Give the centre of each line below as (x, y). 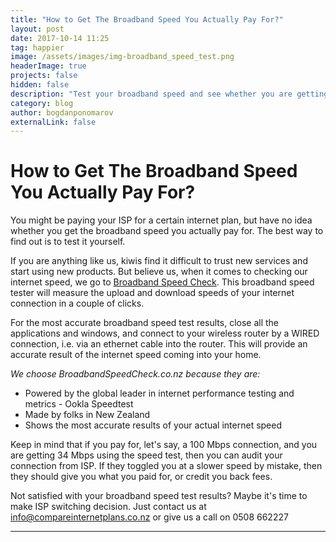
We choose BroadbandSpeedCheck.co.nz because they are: (135, 374)
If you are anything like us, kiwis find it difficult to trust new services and (159, 261)
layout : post (37, 29)
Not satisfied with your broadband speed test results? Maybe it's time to (159, 496)
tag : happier (37, 47)
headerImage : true (48, 66)
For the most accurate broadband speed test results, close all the (145, 323)
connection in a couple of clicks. (77, 303)
